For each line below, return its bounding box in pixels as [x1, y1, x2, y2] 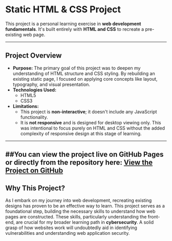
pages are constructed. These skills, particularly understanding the [5, 213, 147, 219]
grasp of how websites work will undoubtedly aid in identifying [5, 225, 137, 231]
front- [147, 213, 160, 219]
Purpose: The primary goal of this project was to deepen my [12, 65, 141, 71]
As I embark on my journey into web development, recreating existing [5, 197, 152, 203]
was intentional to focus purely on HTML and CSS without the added [20, 125, 165, 131]
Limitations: [12, 103, 39, 109]
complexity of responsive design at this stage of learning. [20, 130, 142, 137]
